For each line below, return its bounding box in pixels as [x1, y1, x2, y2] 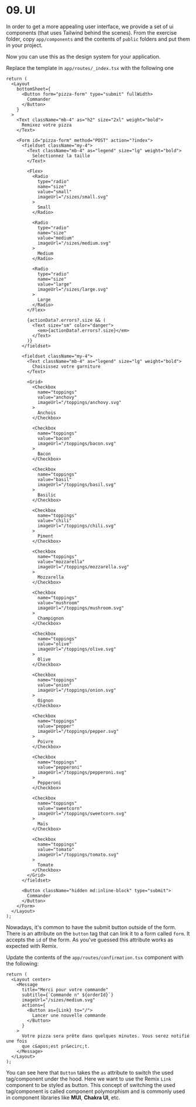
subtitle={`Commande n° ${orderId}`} [21, 992, 114, 998]
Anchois [37, 409, 57, 416]
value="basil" [37, 476, 72, 482]
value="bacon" [37, 435, 72, 441]
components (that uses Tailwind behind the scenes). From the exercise [6, 29, 177, 36]
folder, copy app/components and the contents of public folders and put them [6, 35, 190, 42]
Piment [37, 533, 54, 539]
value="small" [37, 189, 72, 194]
